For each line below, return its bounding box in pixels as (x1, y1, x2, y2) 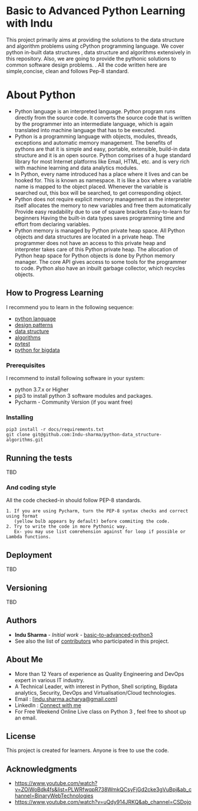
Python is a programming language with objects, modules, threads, (14, 133, 178, 140)
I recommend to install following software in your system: (6, 374, 145, 381)
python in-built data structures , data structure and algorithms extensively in (6, 48, 191, 55)
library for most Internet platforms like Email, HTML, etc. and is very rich (14, 158, 190, 165)
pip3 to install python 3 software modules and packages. (14, 392, 153, 399)
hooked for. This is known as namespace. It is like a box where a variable (14, 176, 192, 184)
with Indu (6, 17, 53, 30)
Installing (6, 413, 34, 421)
